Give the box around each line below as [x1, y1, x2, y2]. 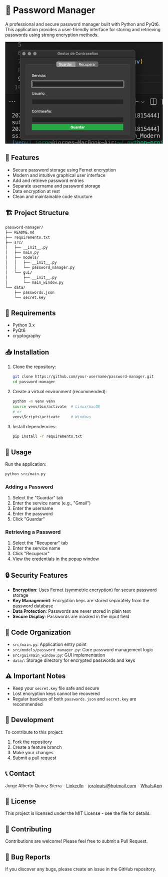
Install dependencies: [12, 424, 57, 430]
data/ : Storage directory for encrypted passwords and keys [12, 657, 135, 663]
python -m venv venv [12, 399, 55, 404]
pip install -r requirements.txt [12, 434, 82, 439]
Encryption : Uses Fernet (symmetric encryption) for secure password [12, 587, 157, 593]
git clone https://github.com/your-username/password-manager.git [12, 374, 154, 379]
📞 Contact [5, 769, 35, 778]
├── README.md [5, 230, 35, 235]
